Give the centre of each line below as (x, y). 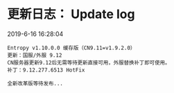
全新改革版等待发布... (35, 83)
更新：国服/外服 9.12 (35, 55)
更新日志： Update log (71, 14)
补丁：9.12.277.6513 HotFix (46, 70)
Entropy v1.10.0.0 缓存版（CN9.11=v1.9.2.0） (71, 48)
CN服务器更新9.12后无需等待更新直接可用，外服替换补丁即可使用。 (89, 62)
